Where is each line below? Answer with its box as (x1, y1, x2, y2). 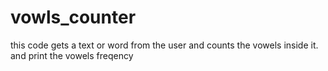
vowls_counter (10, 6, 137, 29)
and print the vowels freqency (10, 49, 134, 61)
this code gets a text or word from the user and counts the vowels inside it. (10, 39, 319, 51)
